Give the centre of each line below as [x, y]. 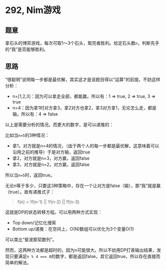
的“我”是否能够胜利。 [27, 49]
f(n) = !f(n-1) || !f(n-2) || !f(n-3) [48, 202]
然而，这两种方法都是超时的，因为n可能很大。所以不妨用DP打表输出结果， [81, 250]
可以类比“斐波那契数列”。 [31, 239]
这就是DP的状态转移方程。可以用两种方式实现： [54, 212]
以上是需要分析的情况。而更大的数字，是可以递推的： [59, 125]
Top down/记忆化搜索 [34, 223]
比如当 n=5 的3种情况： [27, 135]
